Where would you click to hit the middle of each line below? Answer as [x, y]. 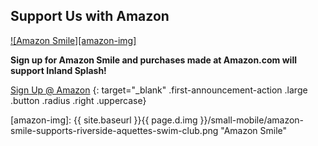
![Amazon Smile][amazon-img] [73, 40]
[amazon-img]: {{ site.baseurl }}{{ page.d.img [104, 120]
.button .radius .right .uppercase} [78, 100]
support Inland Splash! [58, 70]
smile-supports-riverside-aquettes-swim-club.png [114, 130]
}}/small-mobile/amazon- [252, 120]
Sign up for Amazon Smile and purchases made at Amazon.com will [153, 60]
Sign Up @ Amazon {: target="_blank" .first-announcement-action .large [159, 90]
